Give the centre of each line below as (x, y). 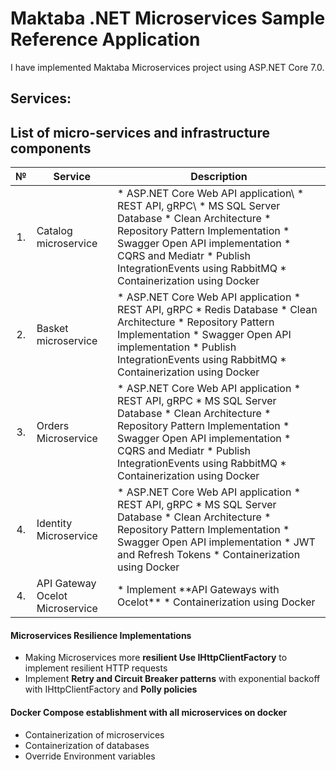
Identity (54, 524)
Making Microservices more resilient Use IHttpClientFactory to (156, 658)
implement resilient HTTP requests (96, 668)
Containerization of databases (87, 745)
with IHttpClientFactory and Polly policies (111, 689)
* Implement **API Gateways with (198, 590)
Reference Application (105, 39)
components (51, 148)
